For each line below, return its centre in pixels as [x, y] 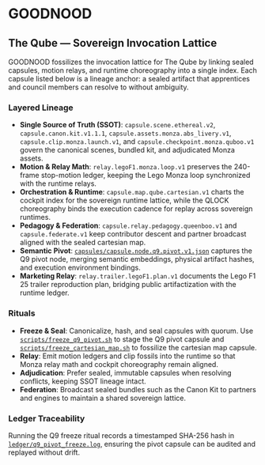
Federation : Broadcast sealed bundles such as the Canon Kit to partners [138, 389]
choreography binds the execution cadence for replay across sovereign [136, 209]
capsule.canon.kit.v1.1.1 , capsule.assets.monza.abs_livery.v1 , [125, 133]
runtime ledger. [44, 293]
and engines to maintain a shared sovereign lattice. [102, 398]
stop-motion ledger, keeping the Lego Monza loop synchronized [146, 176]
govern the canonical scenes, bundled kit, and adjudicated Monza [127, 150]
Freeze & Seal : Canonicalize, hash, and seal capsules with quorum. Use [136, 331]
